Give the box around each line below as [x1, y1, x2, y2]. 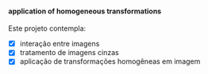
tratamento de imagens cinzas [19, 48, 119, 57]
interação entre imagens [19, 39, 100, 49]
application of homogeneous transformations [8, 6, 162, 16]
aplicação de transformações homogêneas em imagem [19, 57, 201, 66]
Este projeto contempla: [8, 24, 87, 33]
